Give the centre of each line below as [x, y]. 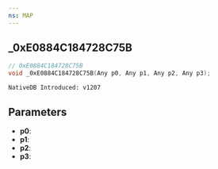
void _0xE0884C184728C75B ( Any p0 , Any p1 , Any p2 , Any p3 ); [110, 73]
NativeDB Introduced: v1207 [55, 88]
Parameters [38, 112]
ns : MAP [21, 15]
